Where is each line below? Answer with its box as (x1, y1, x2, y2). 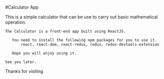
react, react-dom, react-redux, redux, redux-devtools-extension (20, 42, 160, 47)
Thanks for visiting (5, 68, 43, 74)
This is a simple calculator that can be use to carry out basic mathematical (5, 14, 158, 19)
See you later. (5, 59, 37, 64)
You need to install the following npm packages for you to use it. (11, 37, 157, 42)
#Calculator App (5, 4, 39, 10)
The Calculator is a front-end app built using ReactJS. (5, 29, 126, 34)
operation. (5, 19, 26, 25)
